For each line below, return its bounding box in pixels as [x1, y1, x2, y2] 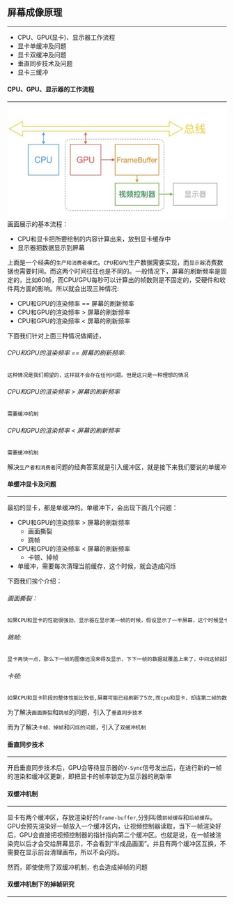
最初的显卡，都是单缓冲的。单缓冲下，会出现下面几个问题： [7, 503, 178, 512]
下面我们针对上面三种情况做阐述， [7, 331, 105, 340]
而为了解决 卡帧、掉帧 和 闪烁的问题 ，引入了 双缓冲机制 [7, 723, 146, 732]
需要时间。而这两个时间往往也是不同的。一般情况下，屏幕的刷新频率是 [19, 267, 221, 275]
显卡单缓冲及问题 [17, 41, 67, 50]
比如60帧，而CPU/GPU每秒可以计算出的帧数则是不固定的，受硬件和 [25, 275, 220, 284]
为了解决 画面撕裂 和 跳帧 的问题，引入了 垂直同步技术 [7, 708, 143, 717]
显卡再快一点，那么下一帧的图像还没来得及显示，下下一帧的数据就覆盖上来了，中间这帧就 [7, 655, 225, 663]
